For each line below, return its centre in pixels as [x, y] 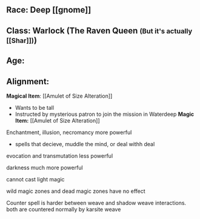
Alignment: [28, 81]
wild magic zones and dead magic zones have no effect [76, 191]
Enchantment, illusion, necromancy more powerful [69, 132]
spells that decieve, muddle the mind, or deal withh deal [85, 144]
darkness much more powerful [45, 167]
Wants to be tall [35, 107]
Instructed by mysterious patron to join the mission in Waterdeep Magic [105, 114]
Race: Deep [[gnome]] [49, 10]
